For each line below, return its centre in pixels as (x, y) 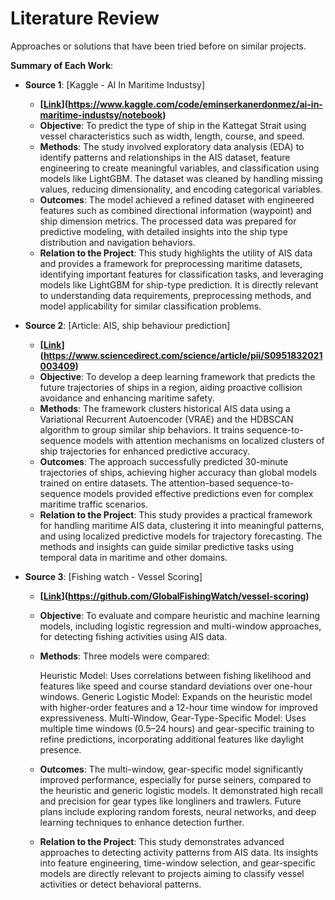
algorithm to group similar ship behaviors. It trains (142, 429)
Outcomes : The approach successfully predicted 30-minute (164, 461)
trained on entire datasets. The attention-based (137, 483)
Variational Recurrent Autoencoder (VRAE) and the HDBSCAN (166, 419)
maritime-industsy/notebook (101, 114)
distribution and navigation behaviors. (117, 242)
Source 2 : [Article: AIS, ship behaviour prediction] (127, 325)
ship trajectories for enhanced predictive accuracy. (145, 451)
